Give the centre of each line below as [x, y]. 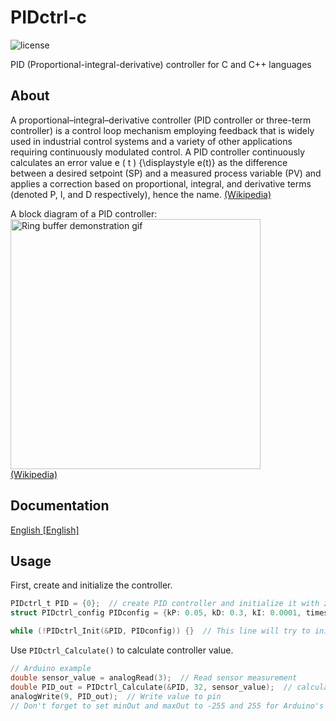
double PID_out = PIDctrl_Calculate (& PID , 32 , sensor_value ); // [151, 687]
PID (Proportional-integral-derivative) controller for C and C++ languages [161, 64]
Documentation [60, 506]
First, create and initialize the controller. [91, 585]
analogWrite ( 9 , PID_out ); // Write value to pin [116, 696]
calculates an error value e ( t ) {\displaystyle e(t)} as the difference [149, 162]
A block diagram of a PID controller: [84, 213]
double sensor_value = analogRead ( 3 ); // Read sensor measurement [154, 677]
